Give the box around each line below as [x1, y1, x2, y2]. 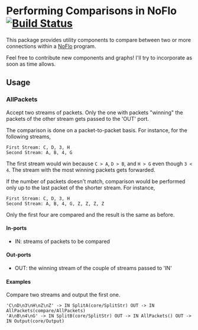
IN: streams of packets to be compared [14, 238, 111, 245]
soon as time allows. [6, 60, 56, 68]
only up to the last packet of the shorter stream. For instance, [6, 184, 155, 191]
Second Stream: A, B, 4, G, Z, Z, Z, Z [6, 200, 105, 207]
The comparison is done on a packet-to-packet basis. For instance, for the [6, 126, 188, 134]
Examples [6, 278, 31, 285]
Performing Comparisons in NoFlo [6, 4, 177, 18]
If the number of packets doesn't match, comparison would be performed [6, 178, 186, 185]
